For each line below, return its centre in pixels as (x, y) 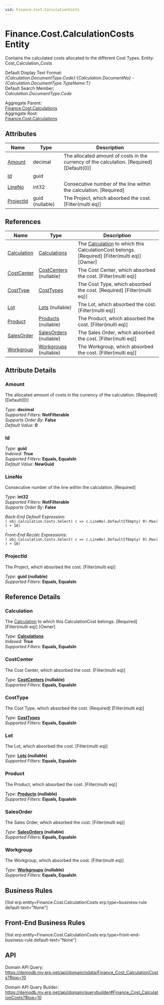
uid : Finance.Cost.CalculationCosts (42, 10)
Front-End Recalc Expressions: (36, 535)
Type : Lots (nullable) (26, 756)
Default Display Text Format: (34, 73)
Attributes (21, 134)
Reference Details (33, 597)
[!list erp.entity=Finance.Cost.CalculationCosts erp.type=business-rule (76, 903)
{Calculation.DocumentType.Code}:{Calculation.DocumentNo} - (70, 78)
